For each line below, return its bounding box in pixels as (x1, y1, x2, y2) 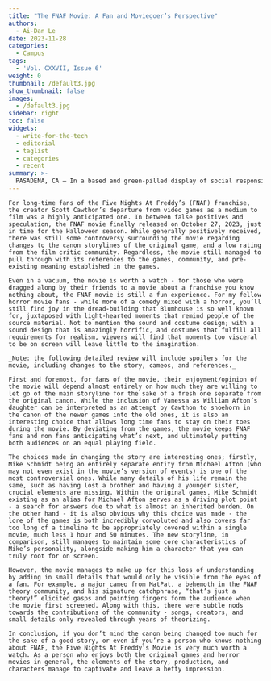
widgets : (8, 124, 38, 132)
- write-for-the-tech (15, 132, 89, 140)
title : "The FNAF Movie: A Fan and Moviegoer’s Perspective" (8, 11, 219, 20)
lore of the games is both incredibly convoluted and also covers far (8, 516, 251, 524)
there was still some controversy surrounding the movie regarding (8, 234, 240, 242)
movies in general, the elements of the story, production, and (8, 658, 229, 666)
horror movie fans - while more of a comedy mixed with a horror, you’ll (8, 298, 262, 306)
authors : (8, 19, 38, 27)
